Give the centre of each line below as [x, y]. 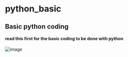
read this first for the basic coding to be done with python [64, 39]
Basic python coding [37, 27]
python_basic [33, 9]
